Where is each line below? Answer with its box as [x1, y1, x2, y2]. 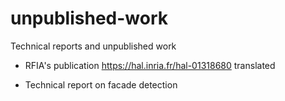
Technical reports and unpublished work [10, 40, 177, 52]
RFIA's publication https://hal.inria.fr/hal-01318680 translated [24, 59, 276, 71]
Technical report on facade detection [24, 78, 178, 91]
